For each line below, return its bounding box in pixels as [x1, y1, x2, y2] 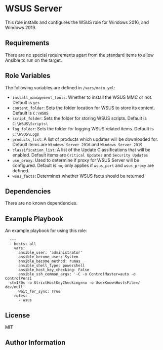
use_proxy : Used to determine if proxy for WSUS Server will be [12, 157, 140, 163]
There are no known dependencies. [5, 200, 78, 206]
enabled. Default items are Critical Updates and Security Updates [12, 152, 148, 158]
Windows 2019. [5, 24, 37, 30]
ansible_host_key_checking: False [18, 268, 90, 272]
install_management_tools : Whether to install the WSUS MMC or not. [12, 94, 153, 100]
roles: [14, 293, 28, 299]
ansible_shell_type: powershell [18, 263, 85, 268]
